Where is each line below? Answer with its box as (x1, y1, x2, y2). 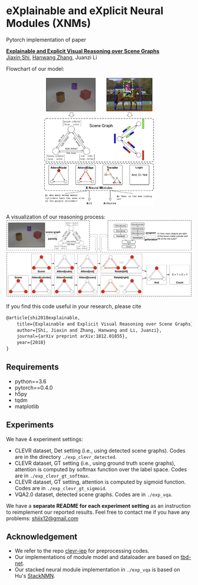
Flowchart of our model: (6, 65, 65, 72)
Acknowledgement (6, 532, 78, 542)
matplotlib (14, 402, 39, 410)
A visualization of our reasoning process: (6, 213, 106, 220)
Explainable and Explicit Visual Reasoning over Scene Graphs (6, 47, 160, 54)
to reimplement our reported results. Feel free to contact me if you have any (6, 508, 190, 515)
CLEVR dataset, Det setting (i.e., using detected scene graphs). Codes (14, 447, 186, 454)
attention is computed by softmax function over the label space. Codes (14, 465, 187, 472)
